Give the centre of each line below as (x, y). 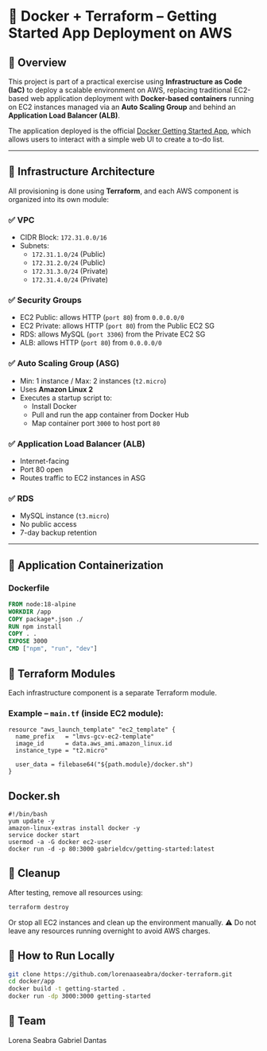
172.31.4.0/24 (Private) (70, 280)
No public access (48, 524)
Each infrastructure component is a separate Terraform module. (112, 692)
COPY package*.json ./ (46, 619)
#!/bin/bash (28, 815)
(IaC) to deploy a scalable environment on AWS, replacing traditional (120, 90)
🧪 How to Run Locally (62, 956)
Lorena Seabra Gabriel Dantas (58, 1040)
